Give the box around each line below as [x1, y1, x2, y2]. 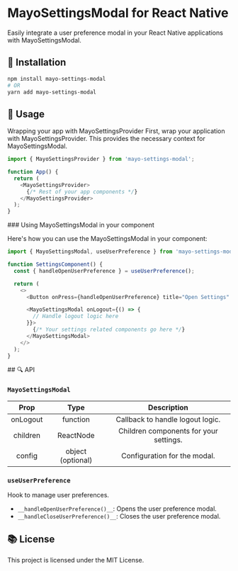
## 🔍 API [7, 366, 35, 374]
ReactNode [57, 430, 95, 440]
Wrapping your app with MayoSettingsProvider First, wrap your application [7, 127, 225, 135]
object [65, 446, 87, 456]
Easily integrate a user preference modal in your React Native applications [7, 28, 223, 37]
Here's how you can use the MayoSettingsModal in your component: [7, 234, 208, 243]
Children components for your [118, 426, 218, 436]
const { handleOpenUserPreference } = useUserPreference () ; [13, 267, 195, 274]
